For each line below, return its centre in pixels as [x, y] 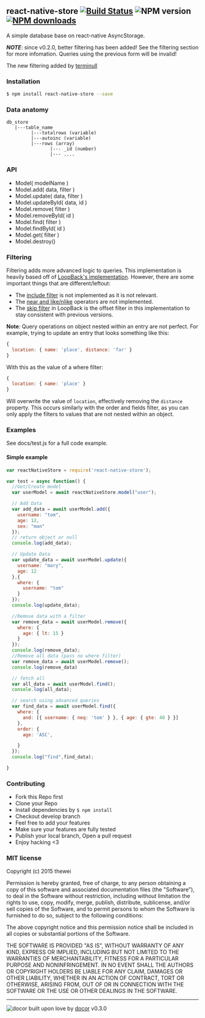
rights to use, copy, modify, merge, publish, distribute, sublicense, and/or [98, 903]
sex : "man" [31, 526]
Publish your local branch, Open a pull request [73, 836]
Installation [23, 81]
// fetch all [28, 678]
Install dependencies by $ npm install [64, 810]
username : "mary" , [41, 565]
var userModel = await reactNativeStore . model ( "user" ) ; [84, 493]
